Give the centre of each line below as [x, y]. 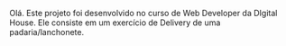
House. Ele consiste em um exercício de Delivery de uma [115, 23]
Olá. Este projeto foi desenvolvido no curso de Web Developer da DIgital [143, 13]
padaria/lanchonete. [46, 32]
